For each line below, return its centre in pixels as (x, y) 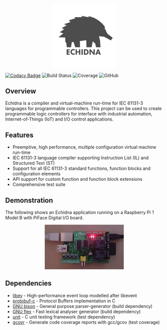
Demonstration (29, 200)
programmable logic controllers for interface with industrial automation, (79, 114)
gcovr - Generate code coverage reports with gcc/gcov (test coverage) (86, 322)
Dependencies (28, 284)
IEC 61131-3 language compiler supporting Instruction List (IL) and (80, 158)
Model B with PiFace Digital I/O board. (44, 218)
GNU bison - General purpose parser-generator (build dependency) (82, 306)
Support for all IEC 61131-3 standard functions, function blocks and (81, 169)
